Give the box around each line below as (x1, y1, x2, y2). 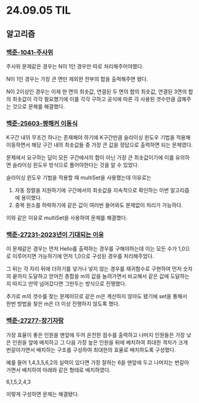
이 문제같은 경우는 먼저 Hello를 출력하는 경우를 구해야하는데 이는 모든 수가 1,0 (6, 245, 185, 252)
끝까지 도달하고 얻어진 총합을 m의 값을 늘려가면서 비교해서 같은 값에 (12, 273, 169, 280)
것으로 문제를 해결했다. (12, 102, 65, 110)
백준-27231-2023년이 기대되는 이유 (6, 230, 104, 239)
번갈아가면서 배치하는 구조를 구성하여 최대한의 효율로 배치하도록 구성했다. (6, 346, 176, 353)
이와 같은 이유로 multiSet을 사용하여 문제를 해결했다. (6, 214, 128, 221)
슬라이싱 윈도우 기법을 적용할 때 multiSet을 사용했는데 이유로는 (6, 174, 151, 182)
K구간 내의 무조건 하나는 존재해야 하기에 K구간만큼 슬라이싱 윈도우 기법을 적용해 (6, 134, 191, 141)
